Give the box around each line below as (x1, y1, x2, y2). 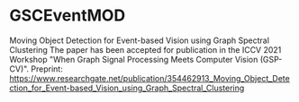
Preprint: (31, 64, 63, 74)
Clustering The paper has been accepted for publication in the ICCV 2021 (9, 44, 282, 55)
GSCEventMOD (9, 5, 126, 26)
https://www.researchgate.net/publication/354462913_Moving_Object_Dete (9, 72, 290, 83)
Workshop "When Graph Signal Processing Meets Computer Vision (9, 54, 258, 64)
